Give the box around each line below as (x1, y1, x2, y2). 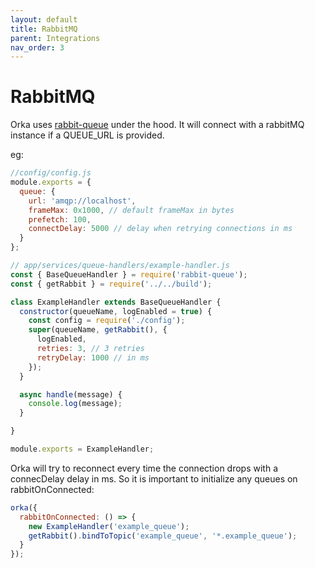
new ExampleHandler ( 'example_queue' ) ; (28, 521, 190, 531)
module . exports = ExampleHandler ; (10, 444, 155, 455)
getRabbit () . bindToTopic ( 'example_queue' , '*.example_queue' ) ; (28, 531, 298, 541)
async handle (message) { (19, 389, 123, 400)
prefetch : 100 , (28, 214, 92, 225)
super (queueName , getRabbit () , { (28, 325, 168, 335)
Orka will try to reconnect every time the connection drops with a (10, 462, 279, 474)
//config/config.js (10, 168, 92, 178)
